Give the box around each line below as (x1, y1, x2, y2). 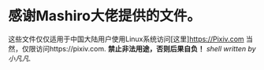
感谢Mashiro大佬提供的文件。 (8, 7, 201, 25)
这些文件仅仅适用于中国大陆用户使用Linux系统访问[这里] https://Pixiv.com (8, 34, 244, 44)
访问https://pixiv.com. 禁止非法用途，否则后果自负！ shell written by (35, 44, 256, 53)
